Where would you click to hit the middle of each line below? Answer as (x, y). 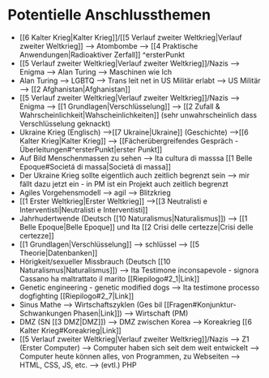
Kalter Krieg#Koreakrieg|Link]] (70, 330)
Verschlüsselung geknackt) (65, 123)
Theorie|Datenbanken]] (58, 252)
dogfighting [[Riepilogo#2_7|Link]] (77, 296)
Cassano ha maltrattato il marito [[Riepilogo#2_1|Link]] (109, 278)
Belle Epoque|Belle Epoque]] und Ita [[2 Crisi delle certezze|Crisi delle (136, 227)
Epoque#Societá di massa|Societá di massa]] (95, 166)
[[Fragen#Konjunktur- (200, 304)
